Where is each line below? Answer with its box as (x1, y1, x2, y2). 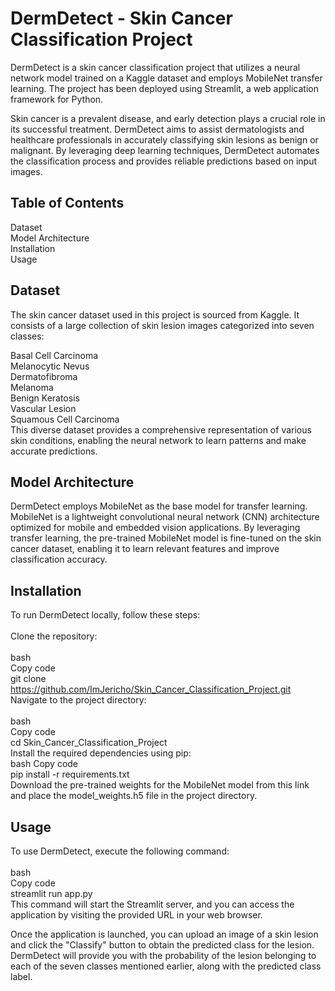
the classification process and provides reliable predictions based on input (10, 155, 318, 167)
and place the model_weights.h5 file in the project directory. (10, 790, 258, 802)
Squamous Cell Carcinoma (10, 413, 120, 425)
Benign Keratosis (10, 392, 80, 404)
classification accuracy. (10, 553, 108, 566)
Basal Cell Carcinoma (10, 349, 99, 361)
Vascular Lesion (10, 402, 77, 414)
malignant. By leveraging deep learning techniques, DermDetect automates (10, 144, 320, 156)
